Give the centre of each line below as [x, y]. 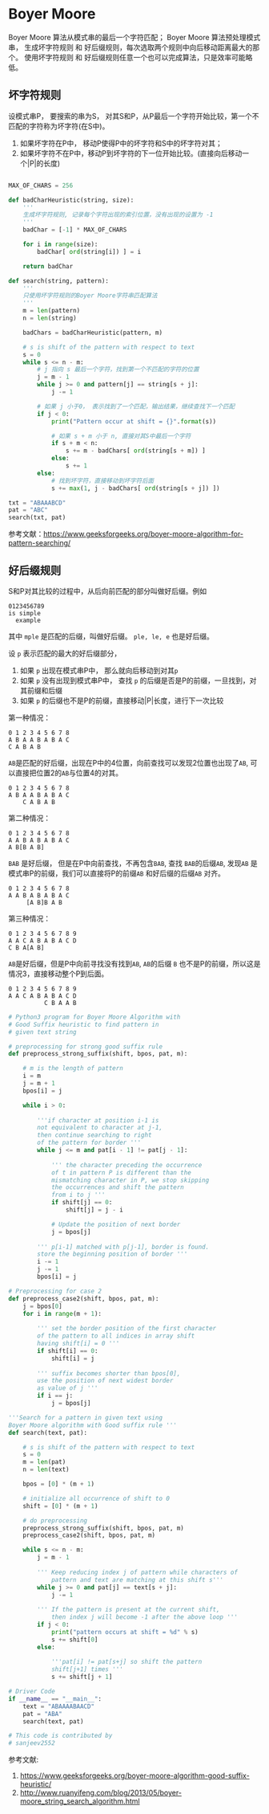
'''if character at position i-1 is [98, 1120]
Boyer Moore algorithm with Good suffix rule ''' [93, 1425]
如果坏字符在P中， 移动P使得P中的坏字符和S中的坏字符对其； [121, 143]
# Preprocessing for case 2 [55, 1291]
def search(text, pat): [48, 1432]
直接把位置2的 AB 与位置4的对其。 [68, 773]
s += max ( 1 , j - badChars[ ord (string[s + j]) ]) [135, 488]
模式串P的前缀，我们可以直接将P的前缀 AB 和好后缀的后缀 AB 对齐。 [117, 873]
